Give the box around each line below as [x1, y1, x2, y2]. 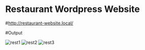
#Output [5, 29, 23, 35]
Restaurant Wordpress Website [5, 3, 140, 15]
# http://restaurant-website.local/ [5, 20, 74, 26]
